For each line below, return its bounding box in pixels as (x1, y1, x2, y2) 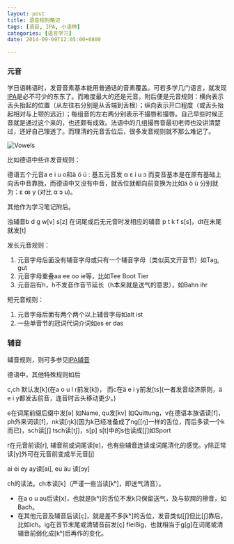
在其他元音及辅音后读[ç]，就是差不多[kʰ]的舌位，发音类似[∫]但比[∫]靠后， (17, 511, 227, 520)
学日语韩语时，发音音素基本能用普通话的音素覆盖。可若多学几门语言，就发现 (7, 84, 227, 92)
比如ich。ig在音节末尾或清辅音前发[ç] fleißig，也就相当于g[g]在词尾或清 (17, 520, 224, 529)
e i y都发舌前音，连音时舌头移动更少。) (7, 393, 116, 402)
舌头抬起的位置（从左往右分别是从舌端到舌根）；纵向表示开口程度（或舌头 (7, 101, 218, 109)
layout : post (7, 10, 45, 17)
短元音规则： (7, 296, 44, 304)
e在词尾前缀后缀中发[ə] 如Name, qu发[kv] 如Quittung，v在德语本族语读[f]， (7, 409, 224, 417)
